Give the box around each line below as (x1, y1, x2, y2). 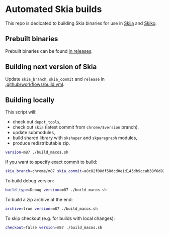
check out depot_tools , (12, 119, 61, 125)
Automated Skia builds (5, 4, 102, 15)
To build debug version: (5, 178, 54, 184)
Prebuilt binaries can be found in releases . (5, 48, 93, 54)
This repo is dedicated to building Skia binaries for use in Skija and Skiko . (5, 20, 157, 26)
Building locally (5, 95, 55, 104)
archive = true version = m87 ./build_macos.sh (5, 206, 98, 211)
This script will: (5, 109, 37, 115)
